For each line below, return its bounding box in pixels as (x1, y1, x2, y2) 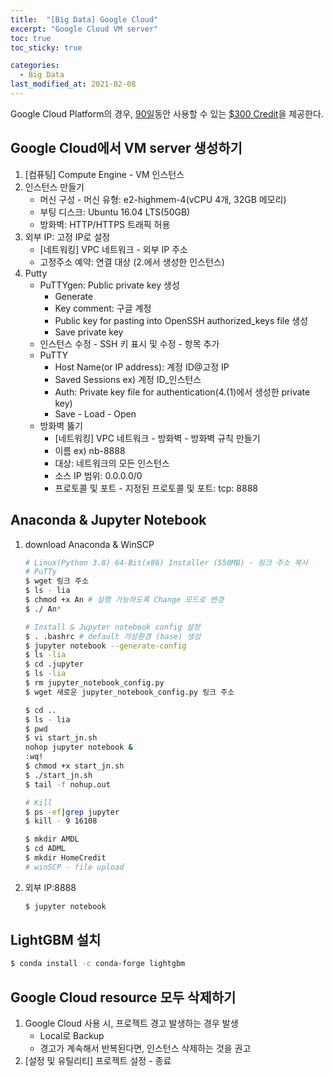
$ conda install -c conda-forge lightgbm (10, 959, 186, 969)
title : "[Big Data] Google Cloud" (10, 14, 159, 25)
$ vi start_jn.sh (24, 733, 98, 743)
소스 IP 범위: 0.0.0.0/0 (54, 469, 143, 481)
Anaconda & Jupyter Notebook (10, 512, 207, 529)
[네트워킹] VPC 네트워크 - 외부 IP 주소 (39, 243, 188, 255)
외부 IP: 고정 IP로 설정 (24, 231, 111, 243)
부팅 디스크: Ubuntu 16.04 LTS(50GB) (39, 206, 191, 218)
